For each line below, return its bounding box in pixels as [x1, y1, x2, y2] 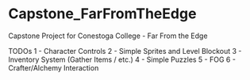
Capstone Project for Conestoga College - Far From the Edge [8, 31, 208, 40]
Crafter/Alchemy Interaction [8, 63, 99, 72]
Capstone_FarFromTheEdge [8, 5, 197, 23]
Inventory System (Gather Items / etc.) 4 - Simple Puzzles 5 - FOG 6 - [8, 55, 237, 64]
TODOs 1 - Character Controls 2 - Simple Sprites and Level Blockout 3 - [8, 46, 242, 55]
